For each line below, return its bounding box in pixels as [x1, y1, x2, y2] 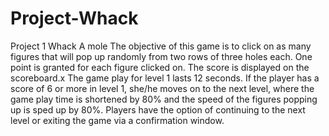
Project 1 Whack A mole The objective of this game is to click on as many [10, 40, 312, 52]
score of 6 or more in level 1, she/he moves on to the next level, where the [10, 82, 315, 94]
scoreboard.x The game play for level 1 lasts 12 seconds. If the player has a [10, 72, 320, 84]
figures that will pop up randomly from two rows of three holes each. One [10, 50, 313, 62]
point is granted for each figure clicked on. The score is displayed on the [10, 61, 310, 73]
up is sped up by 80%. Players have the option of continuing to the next [10, 103, 306, 116]
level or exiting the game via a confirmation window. [10, 114, 225, 126]
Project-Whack [10, 7, 139, 30]
